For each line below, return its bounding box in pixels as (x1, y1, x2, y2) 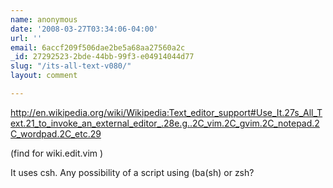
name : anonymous (10, 14, 78, 25)
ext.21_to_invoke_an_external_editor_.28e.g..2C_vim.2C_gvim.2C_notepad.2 (10, 117, 320, 129)
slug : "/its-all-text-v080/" (10, 61, 132, 71)
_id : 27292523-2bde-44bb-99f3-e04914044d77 (10, 52, 195, 62)
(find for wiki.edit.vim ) (10, 147, 104, 159)
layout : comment (10, 71, 78, 81)
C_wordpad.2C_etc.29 (10, 127, 102, 140)
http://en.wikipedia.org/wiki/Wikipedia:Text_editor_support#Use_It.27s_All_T (10, 106, 323, 118)
